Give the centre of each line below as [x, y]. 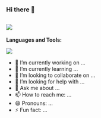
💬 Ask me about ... [37, 88]
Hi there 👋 [21, 10]
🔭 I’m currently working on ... [50, 63]
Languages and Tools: [34, 40]
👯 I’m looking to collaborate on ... [55, 75]
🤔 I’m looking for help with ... [50, 81]
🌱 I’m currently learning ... [46, 69]
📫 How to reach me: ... [43, 94]
